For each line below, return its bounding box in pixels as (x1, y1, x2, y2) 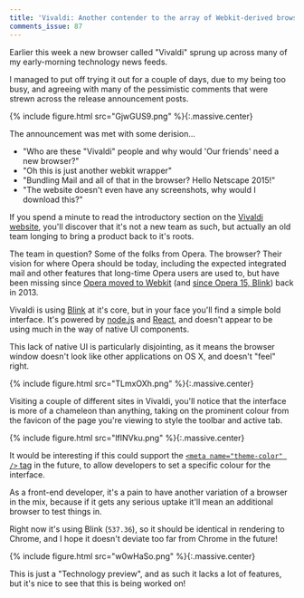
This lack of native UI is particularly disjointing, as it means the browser (9, 341, 276, 352)
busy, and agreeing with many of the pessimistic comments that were (9, 83, 269, 94)
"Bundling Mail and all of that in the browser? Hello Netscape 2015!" (22, 174, 276, 186)
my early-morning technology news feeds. (9, 56, 168, 67)
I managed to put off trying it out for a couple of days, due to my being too (9, 73, 287, 84)
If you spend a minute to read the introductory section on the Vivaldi (9, 211, 264, 222)
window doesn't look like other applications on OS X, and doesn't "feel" (9, 351, 276, 362)
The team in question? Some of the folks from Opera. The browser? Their (9, 248, 282, 259)
